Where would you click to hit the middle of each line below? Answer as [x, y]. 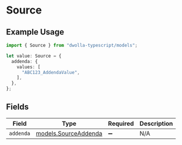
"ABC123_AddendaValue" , [51, 72]
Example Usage [35, 32]
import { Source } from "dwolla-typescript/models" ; [72, 45]
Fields [18, 107]
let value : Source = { [34, 56]
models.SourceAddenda [69, 133]
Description [156, 123]
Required [121, 123]
